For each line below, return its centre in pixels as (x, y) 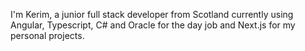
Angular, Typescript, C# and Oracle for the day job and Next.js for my (153, 25)
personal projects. (47, 35)
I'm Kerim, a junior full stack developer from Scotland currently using (152, 14)
